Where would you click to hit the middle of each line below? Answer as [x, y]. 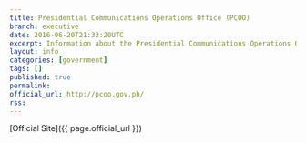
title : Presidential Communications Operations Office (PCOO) [130, 18]
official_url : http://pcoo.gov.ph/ [77, 94]
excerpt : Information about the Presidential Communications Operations [150, 43]
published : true [40, 77]
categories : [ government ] [58, 60]
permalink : [30, 86]
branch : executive [44, 26]
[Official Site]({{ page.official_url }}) [76, 128]
